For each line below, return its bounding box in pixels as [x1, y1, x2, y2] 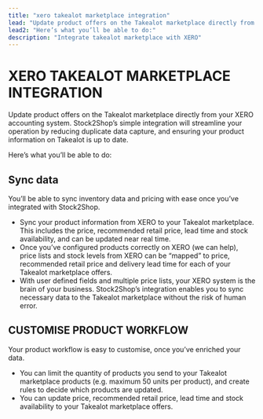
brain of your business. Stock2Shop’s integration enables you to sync [19, 285, 244, 293]
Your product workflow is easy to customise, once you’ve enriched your [8, 344, 241, 354]
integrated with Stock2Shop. [8, 202, 100, 211]
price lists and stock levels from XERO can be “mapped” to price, [19, 251, 230, 260]
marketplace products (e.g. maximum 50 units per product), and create [19, 377, 250, 386]
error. [19, 301, 38, 311]
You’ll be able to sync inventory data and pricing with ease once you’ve [8, 194, 239, 203]
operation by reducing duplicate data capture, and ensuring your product [8, 127, 245, 136]
